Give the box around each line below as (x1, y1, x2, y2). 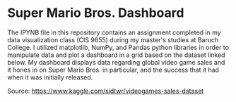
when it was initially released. (7, 72, 93, 82)
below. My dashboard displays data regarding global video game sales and (7, 58, 225, 66)
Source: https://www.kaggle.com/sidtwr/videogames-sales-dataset (7, 87, 204, 95)
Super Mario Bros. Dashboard (7, 5, 184, 21)
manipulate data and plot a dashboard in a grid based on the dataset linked (7, 51, 225, 59)
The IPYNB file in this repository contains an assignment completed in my (7, 28, 221, 37)
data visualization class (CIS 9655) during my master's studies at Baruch (7, 35, 219, 44)
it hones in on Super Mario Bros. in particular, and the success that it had (7, 65, 219, 74)
